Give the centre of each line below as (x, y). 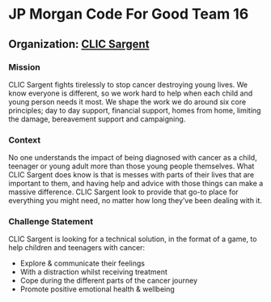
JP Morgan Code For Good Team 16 (129, 14)
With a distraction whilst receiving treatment (94, 272)
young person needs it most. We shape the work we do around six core (127, 101)
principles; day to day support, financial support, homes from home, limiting (135, 110)
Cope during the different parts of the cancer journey (109, 281)
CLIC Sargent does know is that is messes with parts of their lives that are (131, 175)
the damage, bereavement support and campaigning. (97, 119)
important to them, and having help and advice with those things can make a (136, 184)
